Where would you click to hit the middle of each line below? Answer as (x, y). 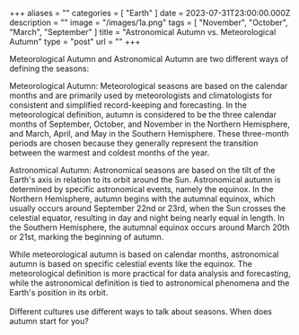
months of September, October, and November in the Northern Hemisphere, (149, 124)
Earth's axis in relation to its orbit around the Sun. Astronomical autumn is (145, 180)
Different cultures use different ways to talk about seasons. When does (141, 312)
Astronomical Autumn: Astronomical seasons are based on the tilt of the (142, 170)
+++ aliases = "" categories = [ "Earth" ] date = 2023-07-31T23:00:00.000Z (150, 13)
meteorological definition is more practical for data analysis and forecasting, (150, 273)
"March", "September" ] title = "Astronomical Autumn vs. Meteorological (143, 32)
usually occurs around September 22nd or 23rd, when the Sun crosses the (148, 208)
